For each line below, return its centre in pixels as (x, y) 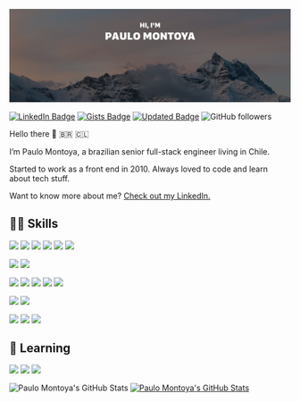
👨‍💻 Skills (34, 224)
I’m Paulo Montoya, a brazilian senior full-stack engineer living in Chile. (140, 151)
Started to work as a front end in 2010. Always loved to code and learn (138, 169)
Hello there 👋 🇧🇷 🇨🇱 (49, 133)
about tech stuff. (39, 178)
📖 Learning (40, 348)
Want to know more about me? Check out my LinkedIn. (110, 196)
